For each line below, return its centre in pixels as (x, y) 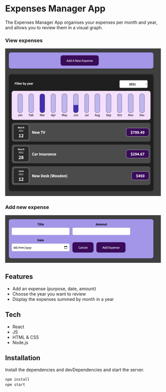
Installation (23, 358)
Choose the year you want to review (49, 294)
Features (19, 277)
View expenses (24, 40)
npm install (17, 380)
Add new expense (27, 207)
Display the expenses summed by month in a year (63, 299)
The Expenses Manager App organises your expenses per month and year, (81, 22)
